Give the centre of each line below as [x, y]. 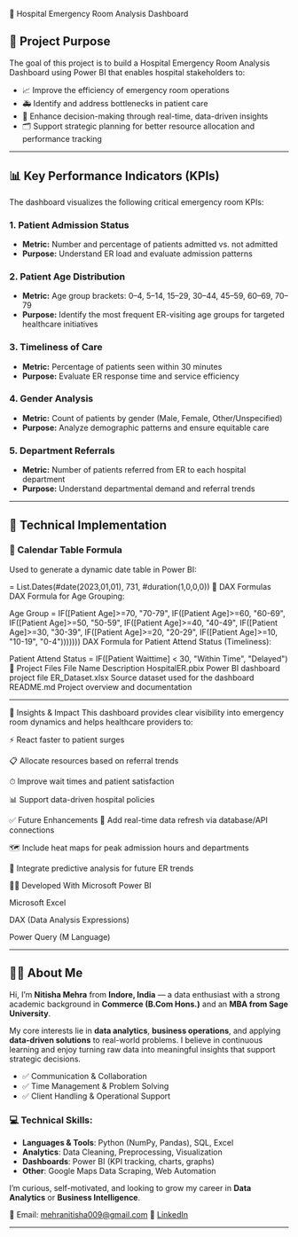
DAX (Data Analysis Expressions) [70, 920]
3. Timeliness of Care [56, 348]
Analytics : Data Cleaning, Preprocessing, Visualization [122, 1152]
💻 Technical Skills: [51, 1120]
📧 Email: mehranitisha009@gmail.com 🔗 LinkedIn [99, 1214]
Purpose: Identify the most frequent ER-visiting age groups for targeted [153, 315]
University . [30, 1013]
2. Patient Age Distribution [67, 277]
